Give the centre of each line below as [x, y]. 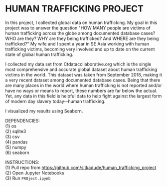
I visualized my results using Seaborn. [44, 111]
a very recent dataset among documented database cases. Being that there [83, 80]
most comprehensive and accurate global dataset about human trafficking [81, 69]
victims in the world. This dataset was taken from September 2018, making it [84, 74]
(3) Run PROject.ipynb [28, 178]
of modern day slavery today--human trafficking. [55, 101]
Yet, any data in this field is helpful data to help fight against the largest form [83, 96]
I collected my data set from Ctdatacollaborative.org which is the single [78, 64]
